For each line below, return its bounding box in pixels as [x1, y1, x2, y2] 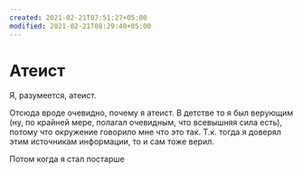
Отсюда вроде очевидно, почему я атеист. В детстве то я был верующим [9, 107, 294, 118]
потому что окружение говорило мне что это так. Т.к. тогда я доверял [9, 127, 282, 138]
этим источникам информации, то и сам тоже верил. [9, 136, 215, 147]
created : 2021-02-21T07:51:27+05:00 [9, 13, 147, 23]
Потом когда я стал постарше [9, 154, 125, 165]
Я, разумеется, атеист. [9, 90, 97, 101]
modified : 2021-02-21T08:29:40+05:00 [9, 22, 152, 31]
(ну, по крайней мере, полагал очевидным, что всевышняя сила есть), [9, 117, 283, 128]
